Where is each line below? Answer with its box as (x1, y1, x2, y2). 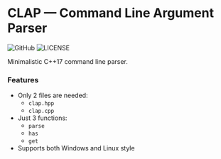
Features (7, 75, 39, 84)
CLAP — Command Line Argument (7, 5, 215, 21)
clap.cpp (28, 108, 55, 115)
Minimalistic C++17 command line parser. (7, 57, 128, 65)
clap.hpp (28, 100, 55, 107)
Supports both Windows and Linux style (17, 144, 135, 153)
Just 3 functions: (17, 114, 68, 122)
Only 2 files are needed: (17, 91, 88, 100)
